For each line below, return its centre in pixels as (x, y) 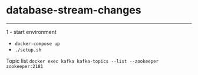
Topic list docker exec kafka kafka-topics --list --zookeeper (82, 61)
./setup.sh (28, 50)
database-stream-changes (74, 10)
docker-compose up (37, 44)
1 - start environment (32, 32)
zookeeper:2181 (25, 66)
